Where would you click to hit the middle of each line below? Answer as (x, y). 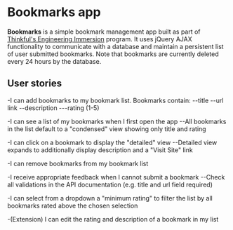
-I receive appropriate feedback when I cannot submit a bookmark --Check (116, 177)
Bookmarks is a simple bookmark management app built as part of (104, 32)
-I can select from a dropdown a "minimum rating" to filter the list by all (110, 198)
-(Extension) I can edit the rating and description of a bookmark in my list (113, 219)
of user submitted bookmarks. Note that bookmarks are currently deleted (113, 54)
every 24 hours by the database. (54, 61)
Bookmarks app (54, 12)
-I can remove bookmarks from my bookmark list (78, 163)
